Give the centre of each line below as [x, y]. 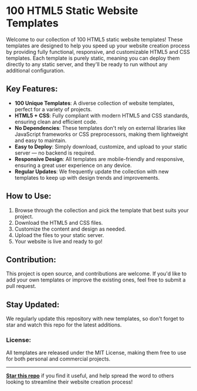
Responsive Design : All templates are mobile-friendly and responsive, [99, 159]
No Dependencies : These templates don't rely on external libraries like [100, 128]
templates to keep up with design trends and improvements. [87, 177]
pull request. [21, 286]
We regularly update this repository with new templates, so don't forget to [95, 319]
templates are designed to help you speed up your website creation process [98, 46]
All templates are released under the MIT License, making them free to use [96, 353]
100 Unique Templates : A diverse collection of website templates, [94, 103]
